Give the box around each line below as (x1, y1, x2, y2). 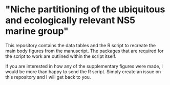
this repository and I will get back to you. (5, 74, 91, 80)
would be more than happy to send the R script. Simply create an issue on (5, 68, 161, 75)
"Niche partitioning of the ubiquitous (5, 4, 165, 15)
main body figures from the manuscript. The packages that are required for (5, 48, 164, 54)
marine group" (5, 26, 69, 37)
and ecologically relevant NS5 (5, 14, 136, 26)
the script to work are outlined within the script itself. (5, 53, 117, 59)
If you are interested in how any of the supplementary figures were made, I (5, 63, 163, 69)
